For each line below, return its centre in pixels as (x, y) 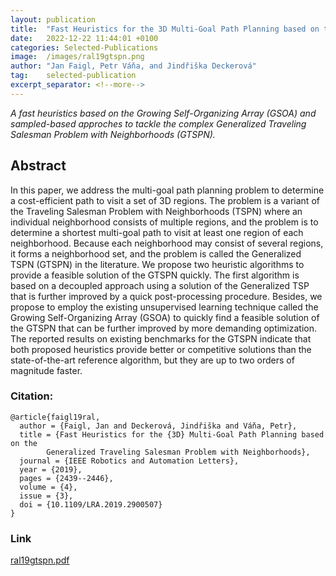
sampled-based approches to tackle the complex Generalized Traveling (158, 123)
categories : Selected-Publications (84, 47)
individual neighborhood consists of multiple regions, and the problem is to (164, 222)
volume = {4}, (48, 487)
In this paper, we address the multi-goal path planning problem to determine (167, 190)
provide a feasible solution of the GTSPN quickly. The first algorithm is (155, 275)
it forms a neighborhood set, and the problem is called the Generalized (156, 253)
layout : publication (53, 19)
